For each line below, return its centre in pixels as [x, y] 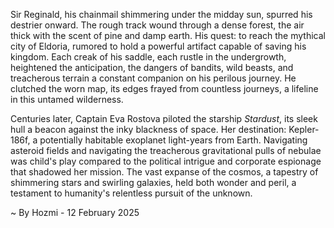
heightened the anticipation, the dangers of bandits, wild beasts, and [152, 67]
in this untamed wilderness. [67, 99]
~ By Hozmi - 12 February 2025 [75, 212]
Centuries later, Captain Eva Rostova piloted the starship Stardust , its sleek [164, 118]
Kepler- [304, 129]
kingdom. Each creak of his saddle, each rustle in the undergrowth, [148, 57]
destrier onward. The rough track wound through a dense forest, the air [157, 25]
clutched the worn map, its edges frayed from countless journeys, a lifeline [164, 88]
